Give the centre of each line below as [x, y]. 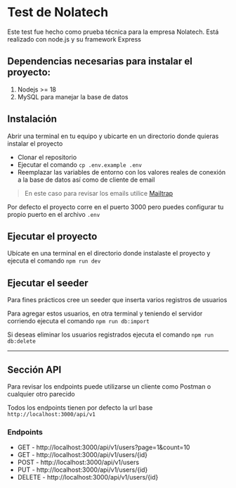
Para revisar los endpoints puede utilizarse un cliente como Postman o [109, 387]
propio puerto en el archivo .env [54, 214]
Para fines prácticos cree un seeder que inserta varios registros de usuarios [117, 300]
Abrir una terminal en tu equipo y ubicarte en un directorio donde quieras [113, 136]
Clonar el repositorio [47, 157]
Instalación [32, 119]
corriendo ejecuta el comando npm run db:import [78, 321]
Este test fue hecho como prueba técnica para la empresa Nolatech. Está [113, 32]
